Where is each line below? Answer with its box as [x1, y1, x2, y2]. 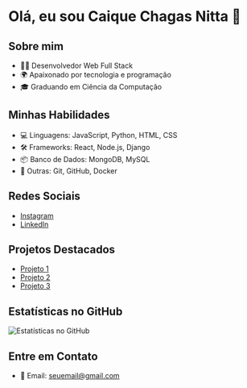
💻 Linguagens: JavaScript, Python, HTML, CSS [19, 130, 178, 140]
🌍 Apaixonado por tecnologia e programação [19, 70, 171, 79]
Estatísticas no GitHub [8, 304, 123, 318]
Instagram [19, 211, 54, 220]
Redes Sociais [8, 190, 80, 203]
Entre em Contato [8, 349, 98, 363]
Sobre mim [8, 40, 64, 53]
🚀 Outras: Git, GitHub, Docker [19, 165, 118, 176]
